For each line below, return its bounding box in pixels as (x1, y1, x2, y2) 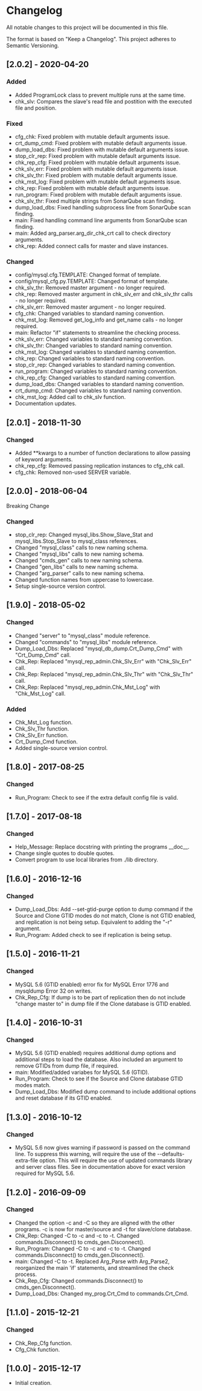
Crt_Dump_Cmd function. (14, 738, 78, 745)
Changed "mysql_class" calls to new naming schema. (14, 544, 148, 551)
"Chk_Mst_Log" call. (14, 689, 66, 697)
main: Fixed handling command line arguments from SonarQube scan (14, 216, 188, 224)
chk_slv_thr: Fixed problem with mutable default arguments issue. (14, 171, 178, 179)
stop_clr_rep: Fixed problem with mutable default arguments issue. (14, 152, 181, 159)
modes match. (14, 1082, 51, 1089)
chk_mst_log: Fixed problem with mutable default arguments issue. (14, 178, 181, 185)
